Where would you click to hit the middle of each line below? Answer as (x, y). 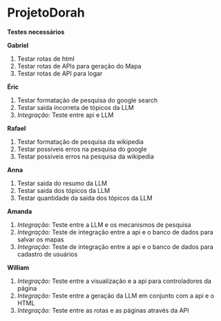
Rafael (17, 128)
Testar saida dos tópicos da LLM (64, 190)
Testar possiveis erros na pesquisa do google (82, 149)
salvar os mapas (40, 239)
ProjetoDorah (46, 13)
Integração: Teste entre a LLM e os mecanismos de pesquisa (104, 224)
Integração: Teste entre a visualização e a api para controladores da (114, 281)
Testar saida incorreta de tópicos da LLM (76, 107)
